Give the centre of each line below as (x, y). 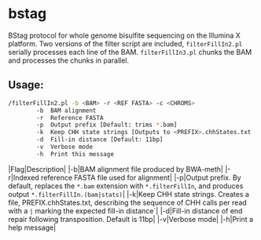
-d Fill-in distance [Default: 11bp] (100, 140)
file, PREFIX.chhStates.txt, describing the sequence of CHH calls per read (128, 202)
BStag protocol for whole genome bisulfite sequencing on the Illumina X (125, 35)
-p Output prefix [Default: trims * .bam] (107, 125)
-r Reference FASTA (70, 118)
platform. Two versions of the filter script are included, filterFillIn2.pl (125, 43)
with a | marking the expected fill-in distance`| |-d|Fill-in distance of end (125, 211)
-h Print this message (75, 154)
